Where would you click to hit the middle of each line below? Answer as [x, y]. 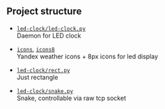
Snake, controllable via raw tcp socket [71, 98]
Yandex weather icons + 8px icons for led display [87, 56]
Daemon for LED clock [49, 35]
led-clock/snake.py [45, 91]
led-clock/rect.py [43, 70]
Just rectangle [37, 77]
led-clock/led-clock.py [51, 28]
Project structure [44, 11]
